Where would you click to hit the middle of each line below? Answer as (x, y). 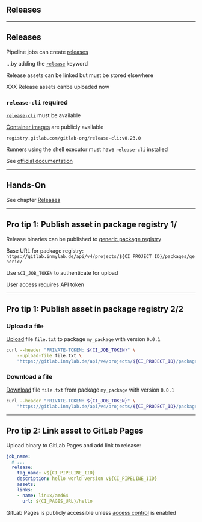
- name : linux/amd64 (43, 496)
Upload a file (25, 326)
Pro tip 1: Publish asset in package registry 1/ (92, 225)
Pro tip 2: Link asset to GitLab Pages (75, 431)
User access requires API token (45, 284)
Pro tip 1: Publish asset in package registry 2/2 (95, 309)
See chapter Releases (33, 200)
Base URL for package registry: (45, 250)
